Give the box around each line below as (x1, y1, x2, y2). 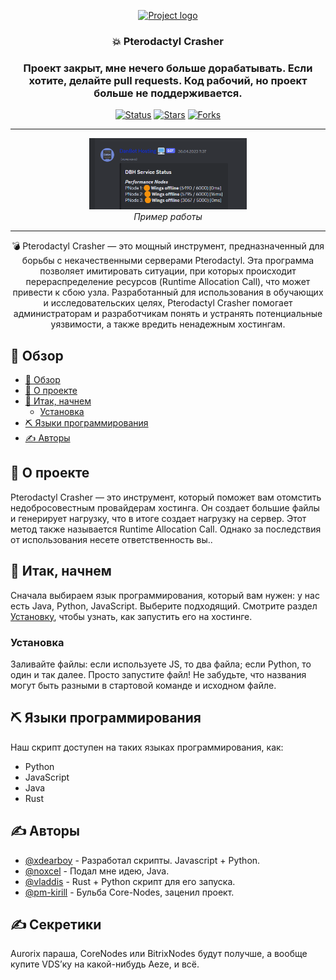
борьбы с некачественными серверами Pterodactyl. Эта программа (21, 255, 315, 267)
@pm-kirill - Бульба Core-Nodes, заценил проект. (24, 886, 235, 898)
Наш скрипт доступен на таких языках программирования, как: (10, 741, 284, 753)
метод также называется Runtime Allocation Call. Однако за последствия (10, 523, 322, 535)
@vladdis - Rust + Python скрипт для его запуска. (24, 875, 236, 887)
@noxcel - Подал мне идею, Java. (24, 865, 170, 877)
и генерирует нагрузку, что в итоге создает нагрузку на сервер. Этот (10, 512, 307, 524)
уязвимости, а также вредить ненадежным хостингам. (50, 318, 286, 330)
